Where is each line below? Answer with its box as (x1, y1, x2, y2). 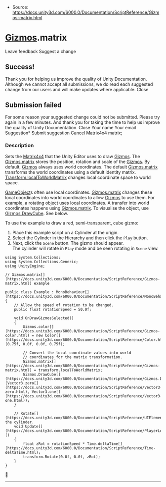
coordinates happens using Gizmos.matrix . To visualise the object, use (5, 205, 149, 211)
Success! (5, 63, 35, 71)
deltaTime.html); (5, 450, 41, 455)
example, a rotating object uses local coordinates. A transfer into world (5, 200, 150, 206)
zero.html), (5, 389, 30, 394)
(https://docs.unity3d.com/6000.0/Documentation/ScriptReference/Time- (5, 445, 156, 450)
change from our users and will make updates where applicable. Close (5, 86, 149, 92)
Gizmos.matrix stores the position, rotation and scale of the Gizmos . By (5, 159, 150, 164)
